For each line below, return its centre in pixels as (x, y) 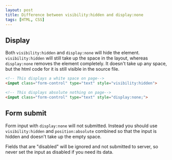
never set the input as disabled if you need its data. (60, 152)
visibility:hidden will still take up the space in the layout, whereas (77, 58)
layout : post (19, 10)
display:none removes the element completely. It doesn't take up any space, (86, 64)
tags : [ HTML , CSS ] (25, 19)
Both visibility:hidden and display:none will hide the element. (73, 53)
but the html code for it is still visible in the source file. (62, 69)
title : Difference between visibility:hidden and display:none (74, 15)
